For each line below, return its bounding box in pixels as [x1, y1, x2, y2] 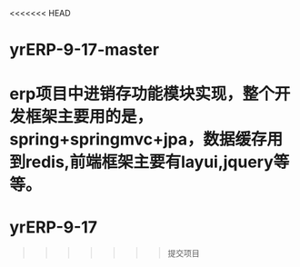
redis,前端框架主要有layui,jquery [25, 152, 275, 173]
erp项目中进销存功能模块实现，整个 [9, 84, 275, 104]
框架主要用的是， [25, 106, 154, 127]
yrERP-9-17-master [9, 40, 160, 60]
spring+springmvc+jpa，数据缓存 [9, 129, 267, 150]
